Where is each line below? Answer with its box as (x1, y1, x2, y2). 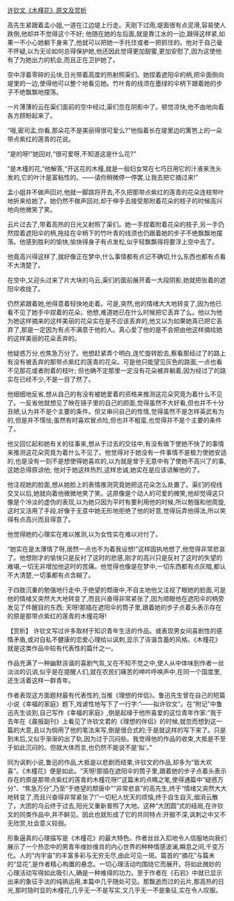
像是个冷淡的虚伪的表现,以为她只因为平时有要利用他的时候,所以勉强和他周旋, (7, 498, 226, 506)
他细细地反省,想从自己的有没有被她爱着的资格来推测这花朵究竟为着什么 (7, 390, 211, 398)
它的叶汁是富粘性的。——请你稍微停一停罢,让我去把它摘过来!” (21, 173, 198, 181)
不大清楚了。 (7, 261, 44, 269)
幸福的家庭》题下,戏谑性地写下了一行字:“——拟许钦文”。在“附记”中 (25, 700, 217, 708)
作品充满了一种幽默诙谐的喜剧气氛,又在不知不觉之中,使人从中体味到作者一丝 (7, 659, 225, 667)
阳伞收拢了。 (7, 285, 44, 292)
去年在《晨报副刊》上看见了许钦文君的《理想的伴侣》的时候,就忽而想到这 (7, 717, 217, 726)
